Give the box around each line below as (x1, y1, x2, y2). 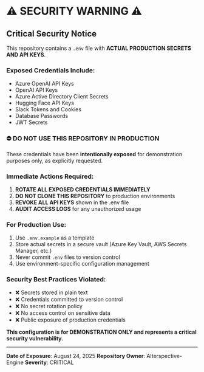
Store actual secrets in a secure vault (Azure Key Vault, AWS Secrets (15, 241, 187, 248)
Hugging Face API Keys (15, 99, 75, 107)
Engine (6, 359, 24, 366)
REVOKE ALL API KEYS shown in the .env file (15, 199, 129, 206)
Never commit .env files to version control (15, 253, 120, 261)
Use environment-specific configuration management (15, 260, 150, 267)
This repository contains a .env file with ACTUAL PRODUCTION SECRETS (6, 44, 191, 52)
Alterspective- (146, 353, 182, 360)
